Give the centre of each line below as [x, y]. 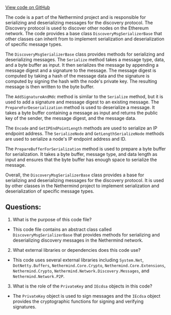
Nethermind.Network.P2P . [39, 276]
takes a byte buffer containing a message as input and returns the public [82, 113]
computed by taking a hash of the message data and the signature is [77, 76]
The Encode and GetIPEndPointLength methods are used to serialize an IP [81, 128]
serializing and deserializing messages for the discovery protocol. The [79, 23]
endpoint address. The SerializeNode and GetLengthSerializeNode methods [85, 134]
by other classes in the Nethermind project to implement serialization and [82, 186]
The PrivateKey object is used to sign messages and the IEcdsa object [87, 296]
